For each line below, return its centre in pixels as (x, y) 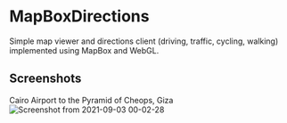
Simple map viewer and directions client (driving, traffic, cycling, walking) (144, 41)
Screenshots (45, 79)
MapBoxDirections (79, 16)
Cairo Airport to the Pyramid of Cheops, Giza (91, 100)
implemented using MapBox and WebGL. (84, 50)
